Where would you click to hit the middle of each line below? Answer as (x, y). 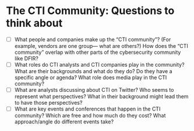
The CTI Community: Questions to (90, 11)
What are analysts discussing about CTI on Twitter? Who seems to (94, 90)
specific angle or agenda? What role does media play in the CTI (91, 78)
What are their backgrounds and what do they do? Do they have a (94, 71)
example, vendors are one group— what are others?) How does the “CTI (101, 46)
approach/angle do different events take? (64, 122)
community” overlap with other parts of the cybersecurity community (98, 52)
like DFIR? (27, 58)
